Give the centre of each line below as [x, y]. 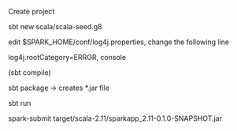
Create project [31, 11]
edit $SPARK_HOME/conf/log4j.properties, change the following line [119, 42]
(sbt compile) [30, 73]
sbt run [20, 103]
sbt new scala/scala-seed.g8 [55, 26]
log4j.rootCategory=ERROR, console [67, 57]
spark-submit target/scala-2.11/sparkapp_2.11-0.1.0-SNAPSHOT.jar [115, 118]
